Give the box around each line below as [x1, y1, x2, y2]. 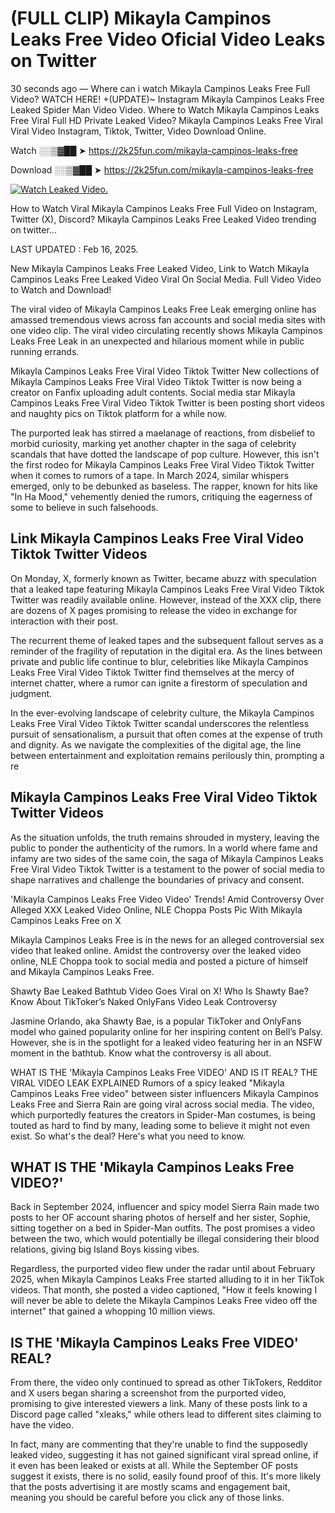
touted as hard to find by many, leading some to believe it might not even [10, 1119, 311, 1131]
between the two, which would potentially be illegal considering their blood [10, 1233, 320, 1245]
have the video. [10, 1419, 75, 1431]
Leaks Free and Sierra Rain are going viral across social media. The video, [10, 1098, 315, 1110]
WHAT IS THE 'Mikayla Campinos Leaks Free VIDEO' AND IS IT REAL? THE [10, 1066, 318, 1078]
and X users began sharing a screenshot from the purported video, [10, 1387, 287, 1399]
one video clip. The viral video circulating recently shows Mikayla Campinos [10, 324, 323, 336]
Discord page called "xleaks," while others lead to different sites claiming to [10, 1408, 322, 1421]
